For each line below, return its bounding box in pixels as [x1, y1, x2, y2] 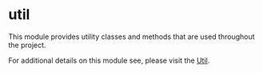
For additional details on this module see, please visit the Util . [8, 56, 210, 65]
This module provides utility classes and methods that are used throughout [8, 32, 255, 41]
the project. [8, 40, 46, 49]
